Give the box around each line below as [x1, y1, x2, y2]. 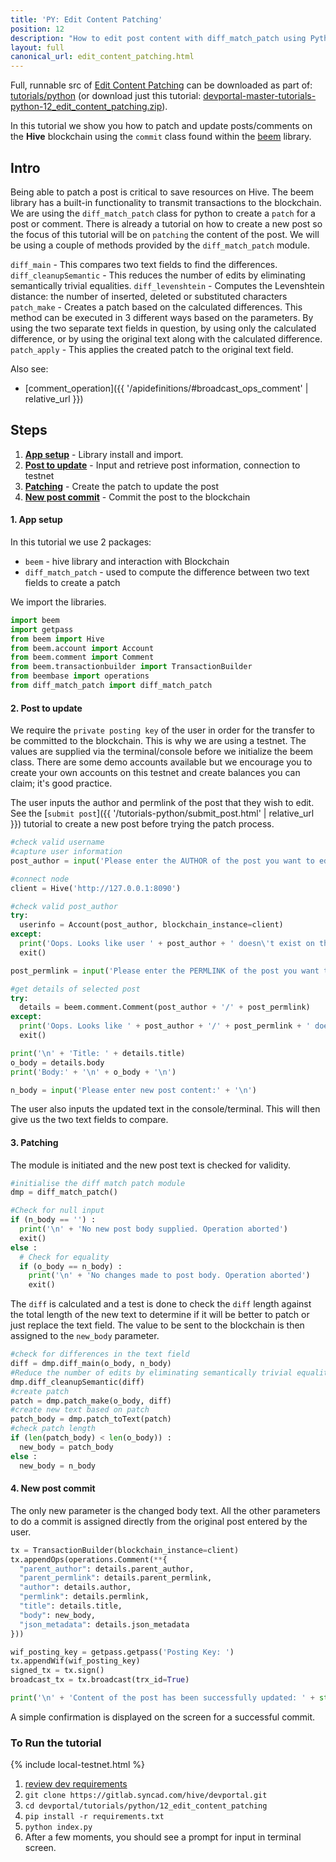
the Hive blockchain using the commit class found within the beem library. [10, 131, 312, 143]
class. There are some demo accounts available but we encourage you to [10, 756, 313, 768]
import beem [10, 615, 60, 625]
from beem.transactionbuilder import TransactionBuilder [10, 662, 253, 672]
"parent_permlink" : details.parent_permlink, [19, 1573, 213, 1583]
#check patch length [10, 1424, 97, 1434]
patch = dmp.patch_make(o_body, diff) [10, 1396, 172, 1406]
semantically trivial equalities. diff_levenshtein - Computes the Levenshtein [10, 279, 325, 291]
